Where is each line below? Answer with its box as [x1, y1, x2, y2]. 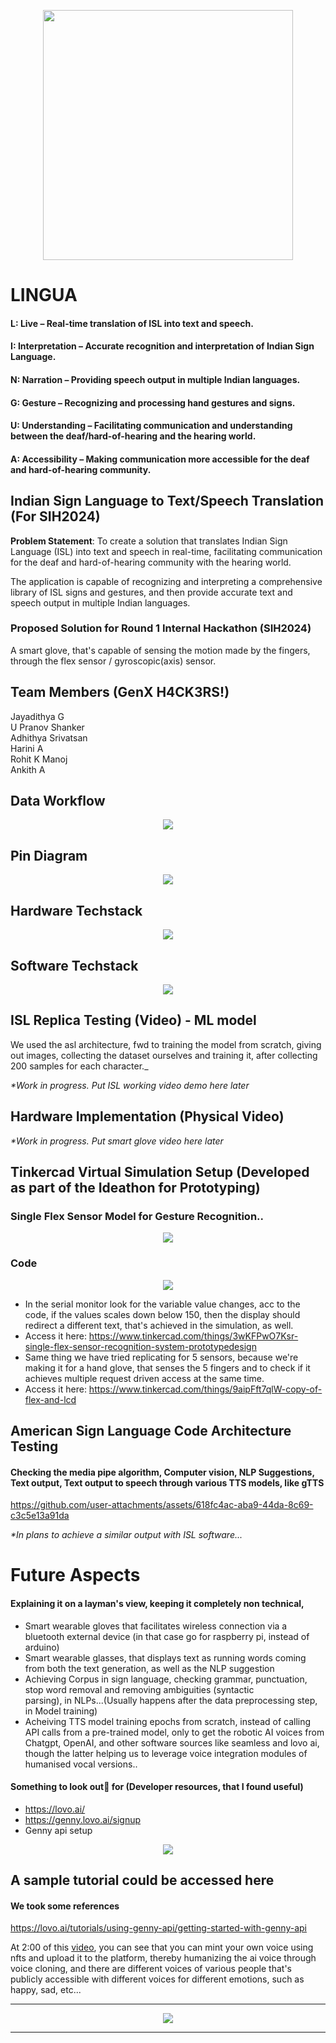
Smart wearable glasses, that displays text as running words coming [24, 1651, 307, 1664]
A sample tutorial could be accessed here [10, 1872, 275, 1889]
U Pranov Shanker [10, 721, 85, 733]
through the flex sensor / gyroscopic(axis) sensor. [10, 655, 217, 667]
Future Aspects [10, 1564, 141, 1587]
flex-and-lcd [24, 1393, 77, 1405]
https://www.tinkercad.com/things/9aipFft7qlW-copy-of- [88, 1383, 323, 1395]
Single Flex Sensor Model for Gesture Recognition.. [10, 1209, 264, 1223]
